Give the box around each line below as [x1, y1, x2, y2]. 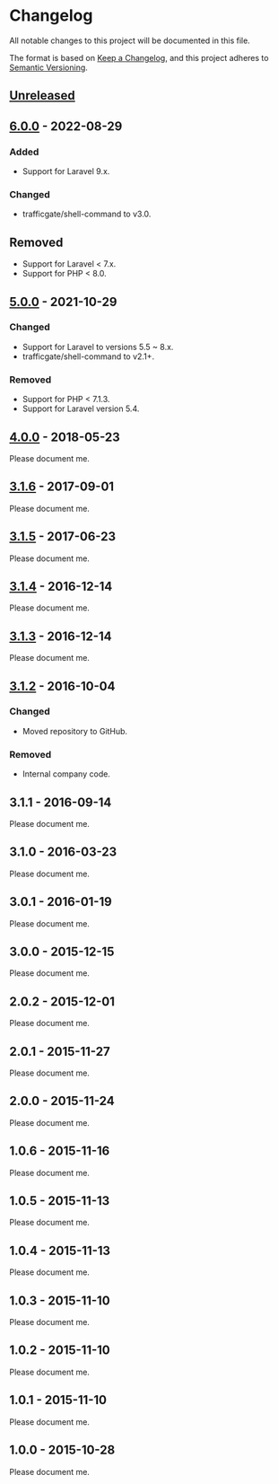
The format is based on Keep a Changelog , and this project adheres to [9, 52, 269, 63]
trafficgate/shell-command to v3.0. [22, 208, 152, 220]
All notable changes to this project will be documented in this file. [9, 35, 251, 46]
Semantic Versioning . [9, 62, 88, 73]
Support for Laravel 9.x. [22, 166, 110, 177]
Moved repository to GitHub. [22, 725, 128, 736]
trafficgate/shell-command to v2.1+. [22, 351, 155, 362]
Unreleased [9, 88, 76, 103]
